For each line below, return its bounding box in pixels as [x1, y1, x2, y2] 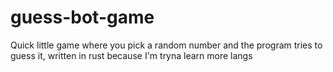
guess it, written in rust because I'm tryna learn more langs [10, 49, 253, 61]
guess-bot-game [10, 6, 155, 29]
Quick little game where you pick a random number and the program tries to [10, 39, 323, 51]
